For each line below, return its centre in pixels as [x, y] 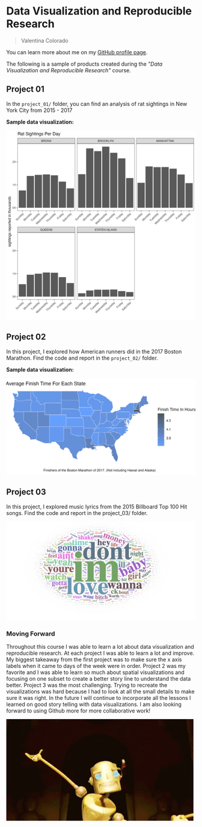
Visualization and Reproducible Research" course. [69, 70]
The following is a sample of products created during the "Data [84, 64]
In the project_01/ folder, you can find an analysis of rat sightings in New [97, 104]
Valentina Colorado [44, 40]
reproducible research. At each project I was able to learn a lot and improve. [100, 653]
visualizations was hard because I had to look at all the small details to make [100, 691]
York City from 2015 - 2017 [39, 110]
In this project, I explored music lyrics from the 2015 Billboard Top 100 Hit [97, 507]
